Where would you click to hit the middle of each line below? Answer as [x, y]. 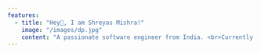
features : [24, 15]
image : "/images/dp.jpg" [62, 30]
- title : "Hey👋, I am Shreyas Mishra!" [80, 23]
